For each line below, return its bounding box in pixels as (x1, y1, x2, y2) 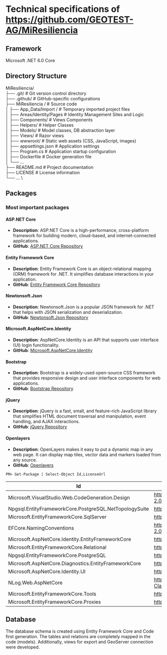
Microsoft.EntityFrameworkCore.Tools (8, 590, 97, 597)
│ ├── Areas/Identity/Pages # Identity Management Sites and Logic (5, 111, 144, 117)
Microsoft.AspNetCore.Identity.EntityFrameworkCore (8, 535, 131, 542)
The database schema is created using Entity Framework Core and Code (5, 628, 154, 634)
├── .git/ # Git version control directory (5, 90, 87, 96)
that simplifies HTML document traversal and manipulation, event (12, 413, 146, 419)
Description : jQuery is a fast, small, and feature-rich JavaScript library (12, 408, 157, 414)
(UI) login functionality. (12, 342, 60, 348)
